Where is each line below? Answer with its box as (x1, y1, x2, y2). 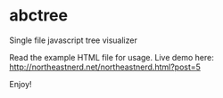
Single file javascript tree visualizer (9, 35, 138, 45)
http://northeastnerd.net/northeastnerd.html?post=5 (9, 61, 201, 72)
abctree (9, 5, 69, 26)
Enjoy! (9, 78, 33, 89)
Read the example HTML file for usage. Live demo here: (9, 52, 214, 62)
